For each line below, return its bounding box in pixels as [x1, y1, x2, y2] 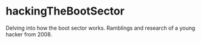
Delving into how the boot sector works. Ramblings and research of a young [5, 24, 196, 31]
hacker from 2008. [5, 30, 53, 38]
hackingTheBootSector [5, 4, 125, 18]
